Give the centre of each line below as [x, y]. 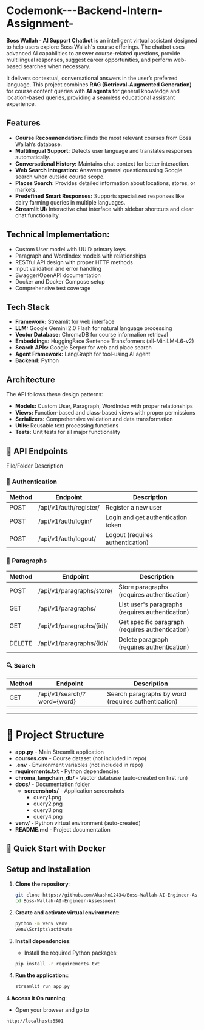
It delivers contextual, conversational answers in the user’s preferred [92, 78]
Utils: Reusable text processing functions [67, 426]
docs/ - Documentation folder [53, 784]
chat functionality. [38, 215]
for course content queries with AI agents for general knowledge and [93, 91]
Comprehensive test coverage [53, 288]
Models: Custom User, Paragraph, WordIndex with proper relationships [104, 406]
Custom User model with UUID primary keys [70, 249]
